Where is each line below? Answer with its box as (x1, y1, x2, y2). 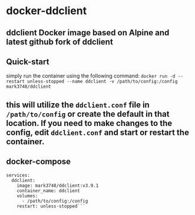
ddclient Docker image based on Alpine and (6, 28, 170, 38)
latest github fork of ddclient (6, 37, 113, 47)
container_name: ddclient (16, 187, 81, 194)
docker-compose (6, 157, 71, 167)
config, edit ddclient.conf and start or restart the (6, 127, 190, 137)
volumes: (16, 193, 38, 199)
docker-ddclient (6, 4, 87, 18)
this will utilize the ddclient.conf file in (6, 100, 150, 110)
